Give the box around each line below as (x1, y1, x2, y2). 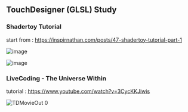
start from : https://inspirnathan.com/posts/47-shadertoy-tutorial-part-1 (6, 36, 182, 43)
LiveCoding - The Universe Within (6, 74, 107, 82)
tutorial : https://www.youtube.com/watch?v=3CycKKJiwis (6, 88, 150, 95)
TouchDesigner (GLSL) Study (6, 5, 117, 15)
